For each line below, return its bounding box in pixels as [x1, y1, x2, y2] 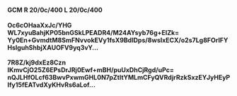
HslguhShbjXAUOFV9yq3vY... [7, 43, 99, 52]
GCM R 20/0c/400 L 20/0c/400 [7, 6, 103, 14]
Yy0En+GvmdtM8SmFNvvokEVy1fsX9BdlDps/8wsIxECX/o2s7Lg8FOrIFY [7, 36, 229, 45]
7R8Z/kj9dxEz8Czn [7, 58, 66, 67]
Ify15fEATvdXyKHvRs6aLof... [7, 81, 96, 89]
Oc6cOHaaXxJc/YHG [7, 21, 72, 29]
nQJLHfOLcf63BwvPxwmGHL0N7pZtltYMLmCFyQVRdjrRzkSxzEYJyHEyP [7, 74, 231, 82]
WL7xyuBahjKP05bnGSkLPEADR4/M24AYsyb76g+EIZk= [7, 29, 180, 37]
